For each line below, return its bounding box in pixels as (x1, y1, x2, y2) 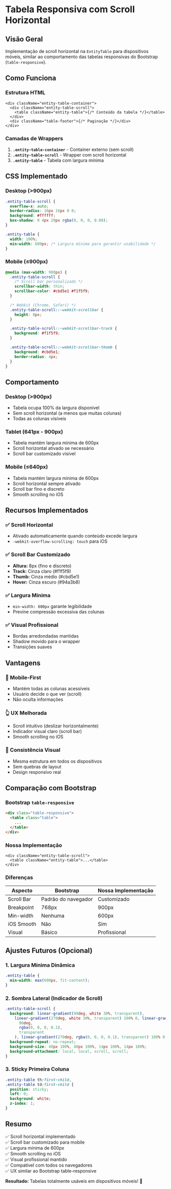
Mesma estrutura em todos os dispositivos (12, 758, 102, 764)
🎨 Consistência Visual (5, 746, 61, 753)
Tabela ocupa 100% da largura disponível (12, 404, 100, 411)
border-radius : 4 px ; (14, 354, 58, 359)
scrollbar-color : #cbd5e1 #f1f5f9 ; (14, 289, 90, 294)
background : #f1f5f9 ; (14, 331, 60, 336)
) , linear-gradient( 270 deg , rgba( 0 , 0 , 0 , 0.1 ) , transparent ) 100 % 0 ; (14, 1034, 167, 1040)
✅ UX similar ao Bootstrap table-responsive (5, 1168, 97, 1174)
